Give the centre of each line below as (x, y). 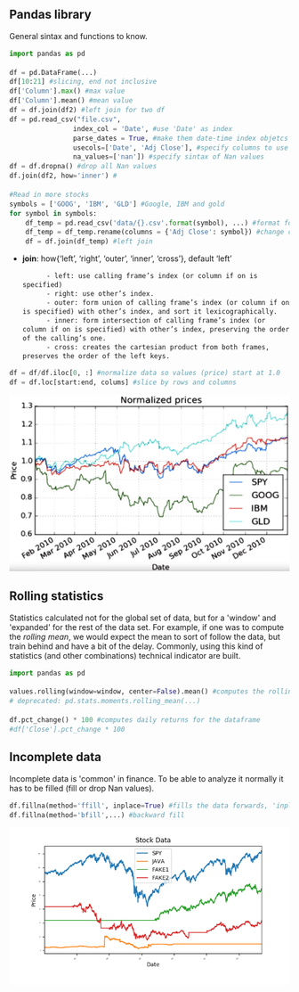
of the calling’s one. (64, 339)
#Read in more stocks (49, 194)
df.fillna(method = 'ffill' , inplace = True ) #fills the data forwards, (139, 806)
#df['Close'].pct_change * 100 (67, 729)
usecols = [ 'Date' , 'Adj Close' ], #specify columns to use (181, 148)
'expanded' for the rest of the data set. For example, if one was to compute (147, 627)
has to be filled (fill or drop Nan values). (82, 788)
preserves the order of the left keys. (96, 357)
